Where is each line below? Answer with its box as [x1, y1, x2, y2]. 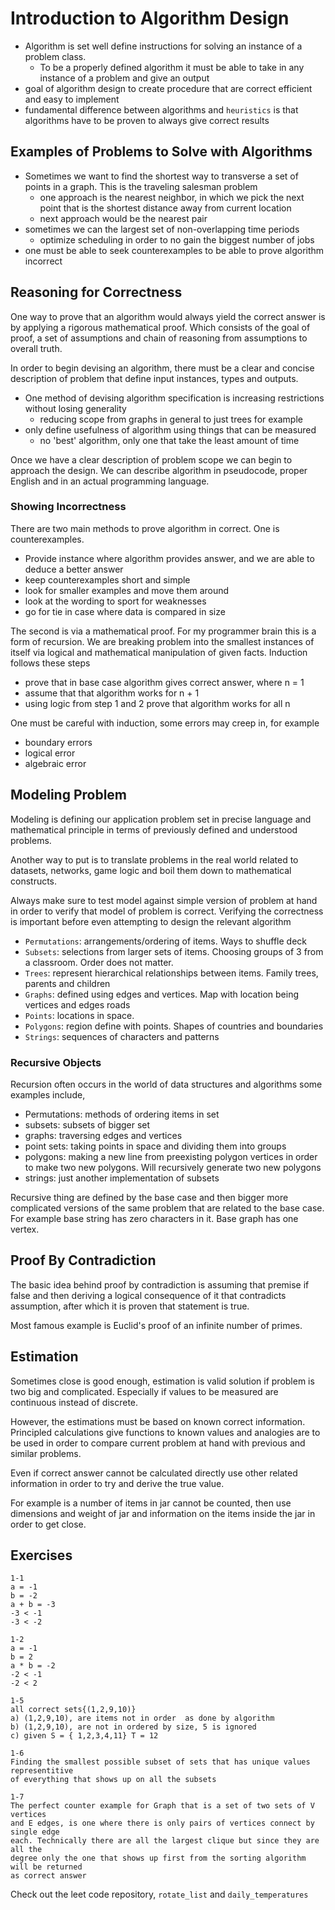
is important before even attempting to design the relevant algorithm [10, 915, 292, 927]
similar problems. [10, 1447, 82, 1459]
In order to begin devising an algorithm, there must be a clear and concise [10, 362, 315, 374]
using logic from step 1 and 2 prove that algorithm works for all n [24, 697, 291, 709]
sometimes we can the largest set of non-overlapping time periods [24, 223, 300, 235]
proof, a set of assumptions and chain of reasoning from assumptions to [10, 332, 308, 344]
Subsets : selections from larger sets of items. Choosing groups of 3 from [24, 945, 324, 957]
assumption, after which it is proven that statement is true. [10, 1300, 250, 1312]
